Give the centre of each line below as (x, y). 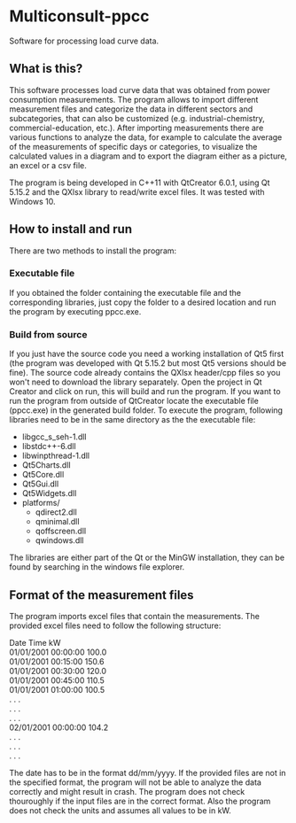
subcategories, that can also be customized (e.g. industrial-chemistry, (137, 118)
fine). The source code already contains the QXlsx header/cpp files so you (145, 373)
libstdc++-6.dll (49, 446)
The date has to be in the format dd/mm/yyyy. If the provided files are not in (148, 773)
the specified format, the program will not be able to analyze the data (135, 782)
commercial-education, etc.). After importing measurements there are (136, 128)
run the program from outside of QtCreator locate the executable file (134, 401)
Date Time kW (35, 642)
